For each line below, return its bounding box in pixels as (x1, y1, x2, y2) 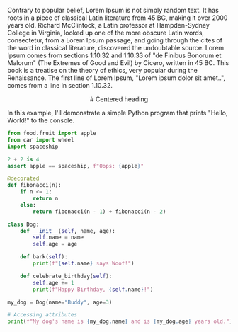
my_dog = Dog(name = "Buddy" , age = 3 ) (7, 299, 113, 306)
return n (33, 195, 59, 202)
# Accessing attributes (7, 311, 78, 319)
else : (20, 201, 37, 208)
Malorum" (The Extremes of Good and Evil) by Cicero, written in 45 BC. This (7, 59, 229, 67)
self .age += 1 (33, 279, 74, 286)
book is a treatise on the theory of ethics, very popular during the (7, 67, 198, 74)
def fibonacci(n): (7, 182, 62, 189)
